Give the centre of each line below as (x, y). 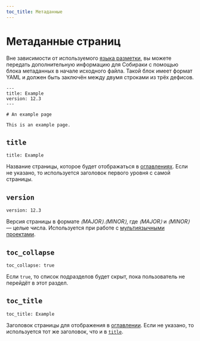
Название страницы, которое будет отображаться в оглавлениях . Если (97, 167)
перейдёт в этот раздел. (37, 283)
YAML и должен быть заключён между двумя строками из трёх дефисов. (100, 77)
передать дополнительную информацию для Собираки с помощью (93, 64)
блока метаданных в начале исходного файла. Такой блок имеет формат (99, 71)
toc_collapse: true (30, 265)
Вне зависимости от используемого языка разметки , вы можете (89, 58)
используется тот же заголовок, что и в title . (65, 331)
